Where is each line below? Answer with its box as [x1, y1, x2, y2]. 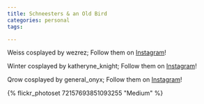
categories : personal [7, 17, 70, 24]
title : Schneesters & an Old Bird [7, 10, 108, 17]
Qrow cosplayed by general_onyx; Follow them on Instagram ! [7, 75, 182, 84]
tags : [7, 23, 23, 30]
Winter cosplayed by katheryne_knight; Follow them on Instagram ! [7, 62, 197, 70]
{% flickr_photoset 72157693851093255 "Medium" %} [7, 89, 164, 98]
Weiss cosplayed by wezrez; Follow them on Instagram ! [7, 48, 167, 57]
